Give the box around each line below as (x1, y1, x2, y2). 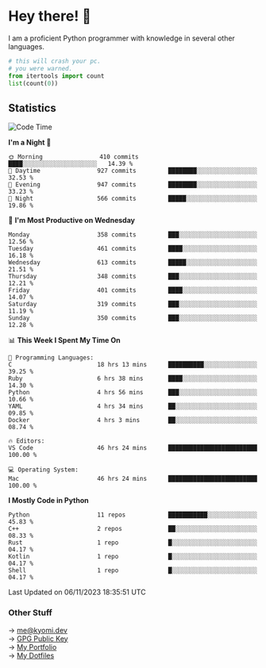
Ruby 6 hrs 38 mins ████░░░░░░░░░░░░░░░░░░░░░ (8, 374, 258, 383)
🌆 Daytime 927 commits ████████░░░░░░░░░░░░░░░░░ (8, 167, 258, 175)
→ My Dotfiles (8, 651, 55, 660)
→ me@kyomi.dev (8, 625, 67, 635)
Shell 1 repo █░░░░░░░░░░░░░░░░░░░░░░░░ (8, 566, 258, 574)
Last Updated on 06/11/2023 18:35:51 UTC (8, 587, 146, 597)
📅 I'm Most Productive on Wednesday (8, 216, 135, 225)
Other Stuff (8, 607, 53, 618)
